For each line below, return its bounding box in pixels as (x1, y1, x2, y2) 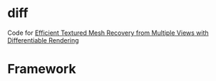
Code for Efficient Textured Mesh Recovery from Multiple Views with (7, 28, 209, 37)
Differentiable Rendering (7, 36, 80, 44)
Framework (7, 61, 76, 77)
